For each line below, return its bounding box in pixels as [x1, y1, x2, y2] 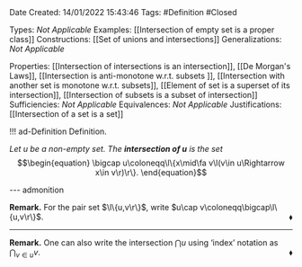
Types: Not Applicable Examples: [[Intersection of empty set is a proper [9, 24, 275, 35]
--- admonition [9, 184, 65, 195]
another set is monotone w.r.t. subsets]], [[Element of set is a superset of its [9, 80, 290, 91]
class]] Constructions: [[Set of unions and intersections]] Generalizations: [9, 34, 282, 44]
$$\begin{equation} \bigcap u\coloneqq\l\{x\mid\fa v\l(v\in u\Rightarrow [17, 157, 285, 168]
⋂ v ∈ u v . [9, 247, 40, 260]
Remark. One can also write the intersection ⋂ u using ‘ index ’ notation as [9, 237, 279, 248]
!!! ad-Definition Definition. [9, 126, 108, 137]
